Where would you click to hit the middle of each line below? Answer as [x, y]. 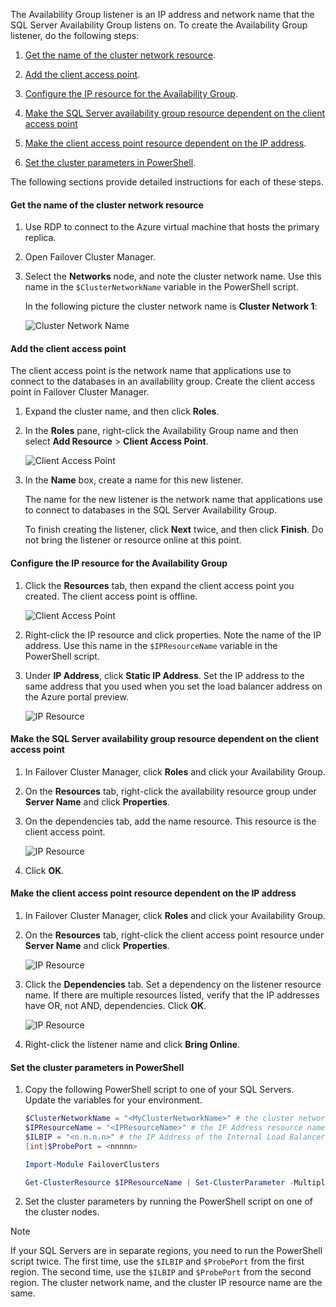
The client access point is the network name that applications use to [151, 371]
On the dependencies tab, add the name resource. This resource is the [170, 821]
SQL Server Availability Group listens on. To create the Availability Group [159, 25]
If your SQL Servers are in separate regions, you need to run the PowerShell [166, 1251]
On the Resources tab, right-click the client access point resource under [174, 935]
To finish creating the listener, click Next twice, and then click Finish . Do [174, 530]
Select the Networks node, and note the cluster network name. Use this [173, 276]
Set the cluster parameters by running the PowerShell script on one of [168, 1201]
